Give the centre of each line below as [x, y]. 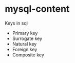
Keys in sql [16, 23]
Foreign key [25, 49]
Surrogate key [27, 38]
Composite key [28, 55]
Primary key [25, 33]
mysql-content [37, 9]
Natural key [24, 44]
